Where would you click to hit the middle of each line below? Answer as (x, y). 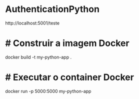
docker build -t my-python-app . (38, 57)
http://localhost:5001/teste (32, 23)
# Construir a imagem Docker (67, 43)
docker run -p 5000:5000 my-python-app (48, 91)
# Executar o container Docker (69, 77)
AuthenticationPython (52, 9)
